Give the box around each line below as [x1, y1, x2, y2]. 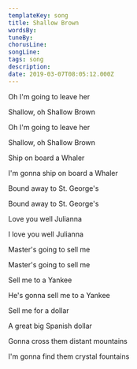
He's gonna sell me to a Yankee [8, 290, 110, 300]
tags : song [8, 56, 44, 64]
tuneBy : [8, 33, 34, 42]
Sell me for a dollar [8, 305, 69, 315]
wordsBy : [8, 26, 37, 34]
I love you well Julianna [8, 229, 84, 239]
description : [8, 63, 51, 71]
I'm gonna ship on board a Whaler [8, 168, 118, 177]
